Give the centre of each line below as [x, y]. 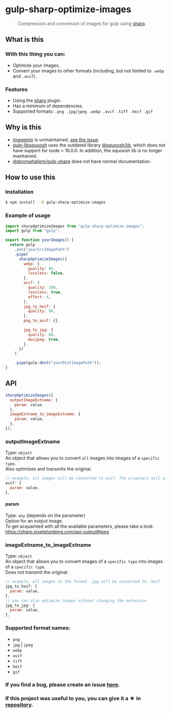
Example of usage [28, 215]
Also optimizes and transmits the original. [49, 469]
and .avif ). [24, 76]
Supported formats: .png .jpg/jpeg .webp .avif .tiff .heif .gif [83, 111]
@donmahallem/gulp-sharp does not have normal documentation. [82, 161]
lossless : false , [46, 273]
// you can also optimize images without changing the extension [76, 601]
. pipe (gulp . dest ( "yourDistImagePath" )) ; [58, 363]
